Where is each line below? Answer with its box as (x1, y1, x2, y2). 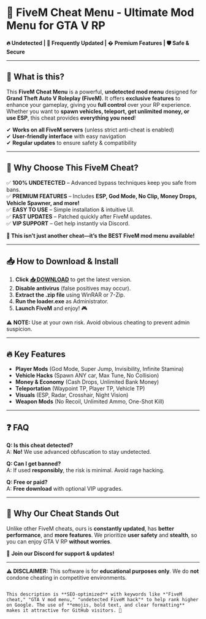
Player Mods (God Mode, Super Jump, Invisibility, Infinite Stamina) (15, 365, 184, 373)
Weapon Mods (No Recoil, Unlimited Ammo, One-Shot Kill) (15, 398, 164, 405)
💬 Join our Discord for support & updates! (6, 550, 115, 557)
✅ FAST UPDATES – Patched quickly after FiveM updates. (6, 212, 152, 220)
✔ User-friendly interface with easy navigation (6, 132, 126, 140)
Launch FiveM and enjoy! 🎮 (15, 305, 88, 312)
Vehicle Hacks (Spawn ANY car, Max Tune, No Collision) (15, 372, 159, 380)
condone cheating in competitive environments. (6, 574, 127, 581)
